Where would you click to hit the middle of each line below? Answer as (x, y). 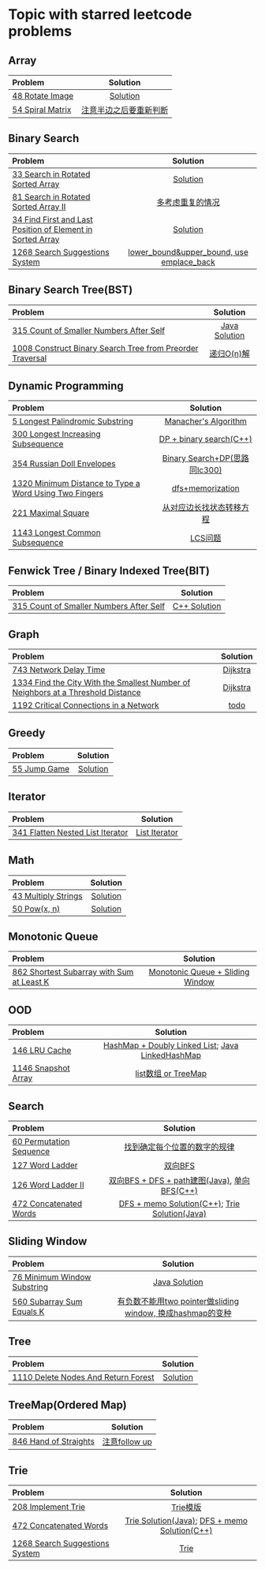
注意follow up (127, 1442)
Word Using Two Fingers (58, 493)
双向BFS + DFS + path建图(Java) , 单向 (180, 1180)
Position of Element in (52, 229)
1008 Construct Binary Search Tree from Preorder (105, 348)
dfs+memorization (205, 488)
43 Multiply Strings (47, 895)
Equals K (28, 1311)
